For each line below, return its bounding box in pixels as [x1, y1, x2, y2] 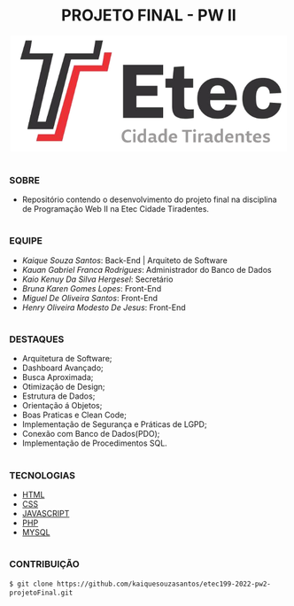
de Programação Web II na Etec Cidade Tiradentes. [21, 204, 210, 214]
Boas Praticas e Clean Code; [21, 409, 127, 421]
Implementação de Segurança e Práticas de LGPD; [21, 419, 207, 430]
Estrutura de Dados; [21, 391, 96, 401]
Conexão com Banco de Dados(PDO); [21, 429, 160, 439]
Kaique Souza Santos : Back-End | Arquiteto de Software [21, 254, 228, 266]
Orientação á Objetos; [21, 400, 103, 411]
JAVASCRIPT [21, 508, 70, 518]
